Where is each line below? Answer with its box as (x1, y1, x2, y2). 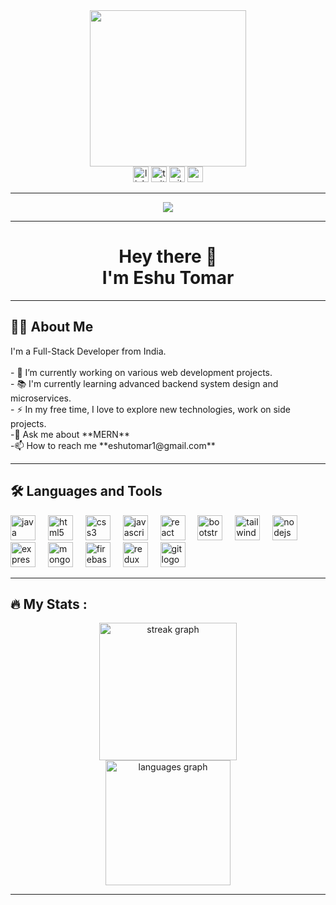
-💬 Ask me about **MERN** (10, 428, 130, 440)
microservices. (10, 392, 72, 404)
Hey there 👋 (118, 245, 218, 268)
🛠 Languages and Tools (10, 483, 163, 500)
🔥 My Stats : (10, 595, 88, 613)
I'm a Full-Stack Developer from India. (10, 345, 167, 357)
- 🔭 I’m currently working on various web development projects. (10, 366, 273, 378)
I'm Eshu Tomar (101, 267, 235, 289)
